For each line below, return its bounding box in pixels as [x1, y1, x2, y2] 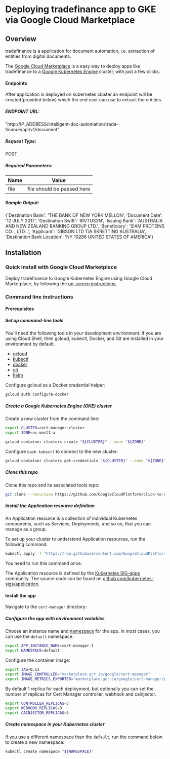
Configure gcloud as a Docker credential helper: [5, 382, 106, 388]
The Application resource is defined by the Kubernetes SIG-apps [5, 570, 140, 576]
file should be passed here [27, 185, 91, 193]
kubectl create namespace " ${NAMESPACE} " [5, 749, 94, 754]
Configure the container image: [5, 657, 70, 663]
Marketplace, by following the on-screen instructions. [5, 280, 117, 287]
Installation [5, 248, 41, 257]
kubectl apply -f [5, 551, 42, 556]
